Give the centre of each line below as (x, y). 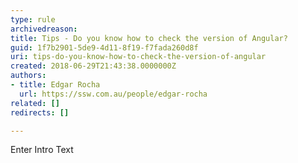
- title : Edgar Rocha (55, 85)
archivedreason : (44, 29)
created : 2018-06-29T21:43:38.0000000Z (93, 66)
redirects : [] (40, 112)
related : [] (35, 103)
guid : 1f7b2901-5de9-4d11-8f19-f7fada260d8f (104, 47)
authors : (28, 76)
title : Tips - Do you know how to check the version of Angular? (149, 38)
